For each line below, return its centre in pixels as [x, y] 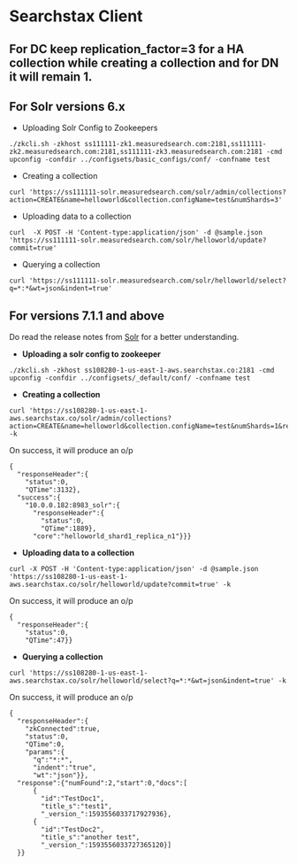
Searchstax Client [76, 16]
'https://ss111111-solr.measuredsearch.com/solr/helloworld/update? [138, 241]
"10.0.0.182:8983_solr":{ [73, 506]
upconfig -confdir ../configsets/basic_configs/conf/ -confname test [140, 160]
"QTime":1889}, [69, 529]
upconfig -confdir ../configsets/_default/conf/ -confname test [130, 378]
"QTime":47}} [49, 641]
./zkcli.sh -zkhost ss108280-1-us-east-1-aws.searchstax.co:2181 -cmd [142, 371]
